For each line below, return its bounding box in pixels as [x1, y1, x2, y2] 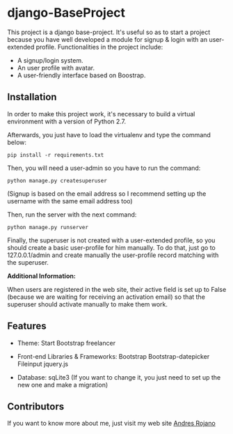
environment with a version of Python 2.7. [7, 117, 127, 125]
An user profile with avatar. [17, 63, 95, 72]
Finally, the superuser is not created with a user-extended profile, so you [7, 235, 216, 245]
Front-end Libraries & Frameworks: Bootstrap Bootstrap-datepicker [17, 352, 210, 360]
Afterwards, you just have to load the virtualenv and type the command [7, 130, 211, 139]
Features [7, 320, 47, 332]
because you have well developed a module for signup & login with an [7, 35, 207, 43]
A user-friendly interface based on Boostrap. [17, 71, 146, 79]
